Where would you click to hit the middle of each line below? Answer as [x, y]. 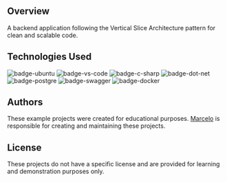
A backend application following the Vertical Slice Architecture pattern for [111, 27]
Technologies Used [49, 57]
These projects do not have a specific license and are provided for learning [113, 164]
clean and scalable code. [43, 35]
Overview [29, 11]
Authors [25, 102]
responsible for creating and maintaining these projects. [86, 126]
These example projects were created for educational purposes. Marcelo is [113, 119]
